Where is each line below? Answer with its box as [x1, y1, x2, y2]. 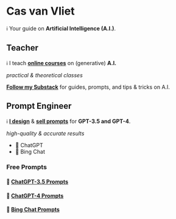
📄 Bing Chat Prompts [6, 206, 60, 214]
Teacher [6, 43, 38, 53]
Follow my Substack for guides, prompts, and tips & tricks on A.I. [6, 83, 171, 91]
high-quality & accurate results [6, 130, 85, 137]
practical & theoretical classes [6, 71, 83, 78]
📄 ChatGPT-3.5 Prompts [6, 178, 69, 186]
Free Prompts [6, 163, 48, 172]
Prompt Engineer [6, 101, 72, 111]
